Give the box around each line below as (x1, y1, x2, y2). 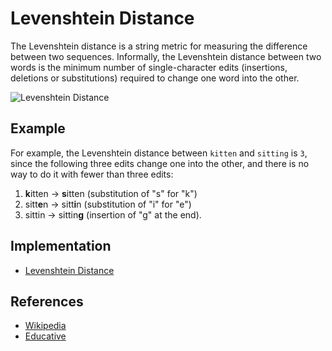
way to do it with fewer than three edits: (10, 168, 174, 180)
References (10, 293, 84, 310)
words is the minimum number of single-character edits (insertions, (10, 61, 288, 73)
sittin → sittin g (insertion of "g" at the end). (24, 208, 202, 221)
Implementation (10, 238, 112, 255)
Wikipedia (24, 320, 67, 332)
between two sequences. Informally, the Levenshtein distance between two (10, 50, 322, 62)
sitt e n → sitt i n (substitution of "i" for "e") (24, 198, 192, 210)
